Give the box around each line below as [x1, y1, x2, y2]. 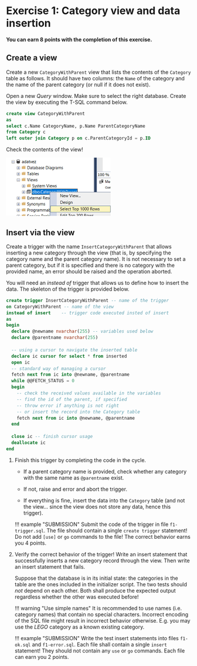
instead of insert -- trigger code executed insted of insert [6, 310, 169, 316]
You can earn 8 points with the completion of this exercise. [6, 36, 152, 43]
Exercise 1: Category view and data [6, 4, 181, 18]
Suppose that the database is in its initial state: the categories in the [14, 575, 178, 582]
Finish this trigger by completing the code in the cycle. [14, 456, 147, 464]
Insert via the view [6, 227, 75, 237]
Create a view [6, 53, 57, 63]
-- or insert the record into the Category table [16, 409, 141, 414]
